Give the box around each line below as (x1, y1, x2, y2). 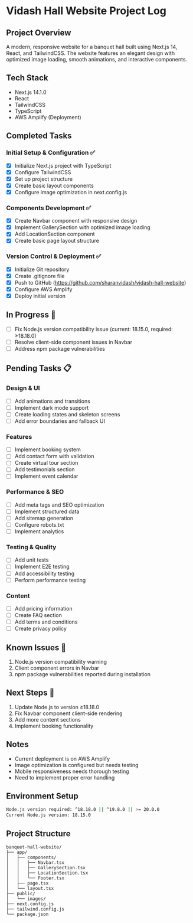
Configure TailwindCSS (14, 168, 71, 175)
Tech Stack (6, 73, 48, 83)
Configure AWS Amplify (14, 285, 73, 293)
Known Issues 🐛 (6, 642, 67, 653)
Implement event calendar (14, 472, 78, 480)
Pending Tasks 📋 (6, 363, 72, 373)
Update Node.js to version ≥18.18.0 (14, 703, 100, 710)
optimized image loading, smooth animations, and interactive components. (6, 56, 188, 63)
